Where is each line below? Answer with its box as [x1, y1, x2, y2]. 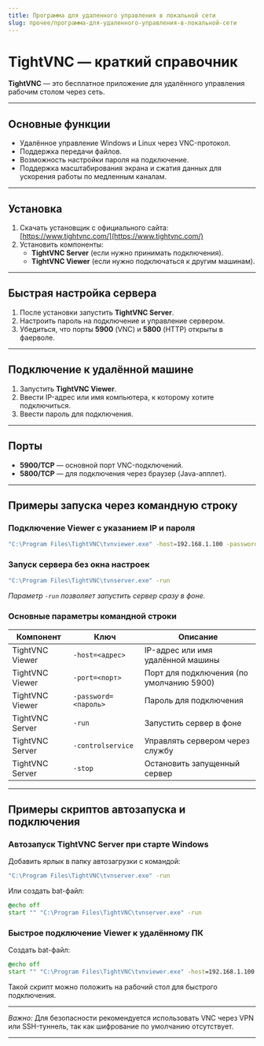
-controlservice [73, 741, 134, 750]
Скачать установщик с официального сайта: [19, 223, 169, 233]
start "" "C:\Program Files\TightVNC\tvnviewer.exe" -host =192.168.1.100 [8, 968, 255, 976]
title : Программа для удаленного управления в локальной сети [8, 11, 216, 20]
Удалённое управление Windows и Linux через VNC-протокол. [19, 139, 231, 148]
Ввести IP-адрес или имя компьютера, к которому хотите [19, 392, 214, 402]
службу [144, 745, 174, 756]
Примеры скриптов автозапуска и [8, 802, 186, 816]
